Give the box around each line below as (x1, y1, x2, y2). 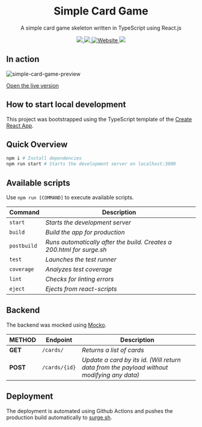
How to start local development (6, 100, 126, 110)
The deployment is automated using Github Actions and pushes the (6, 407, 173, 414)
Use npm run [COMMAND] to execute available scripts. (6, 193, 134, 201)
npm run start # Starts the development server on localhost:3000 (6, 161, 176, 167)
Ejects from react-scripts (45, 284, 117, 293)
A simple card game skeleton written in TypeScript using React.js (20, 24, 182, 31)
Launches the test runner (45, 255, 117, 263)
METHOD (9, 335, 37, 344)
